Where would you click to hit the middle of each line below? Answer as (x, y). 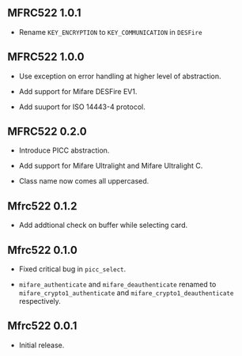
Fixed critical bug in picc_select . (72, 269)
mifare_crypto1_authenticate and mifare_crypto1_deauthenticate (126, 293)
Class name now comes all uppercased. (84, 181)
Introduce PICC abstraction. (64, 150)
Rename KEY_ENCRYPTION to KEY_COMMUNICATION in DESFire (110, 32)
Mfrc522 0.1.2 (42, 206)
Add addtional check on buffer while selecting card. (103, 225)
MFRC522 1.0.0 (46, 57)
